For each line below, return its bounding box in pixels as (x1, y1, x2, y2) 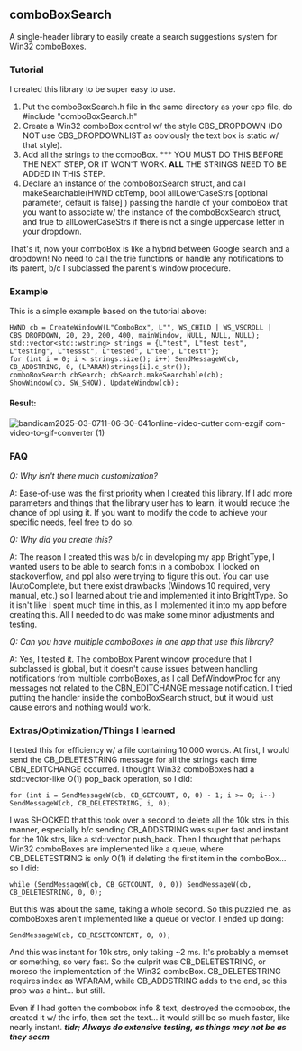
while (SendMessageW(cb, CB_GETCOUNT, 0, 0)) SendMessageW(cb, (9, 880, 252, 889)
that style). (22, 140, 63, 151)
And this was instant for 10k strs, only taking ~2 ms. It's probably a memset (9, 947, 288, 958)
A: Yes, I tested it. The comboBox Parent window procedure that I (9, 654, 252, 665)
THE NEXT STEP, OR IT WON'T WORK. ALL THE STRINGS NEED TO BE (22, 159, 287, 170)
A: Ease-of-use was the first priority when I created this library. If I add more (9, 488, 293, 498)
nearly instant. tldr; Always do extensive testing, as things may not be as (9, 1022, 287, 1033)
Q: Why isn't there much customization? (9, 470, 159, 481)
